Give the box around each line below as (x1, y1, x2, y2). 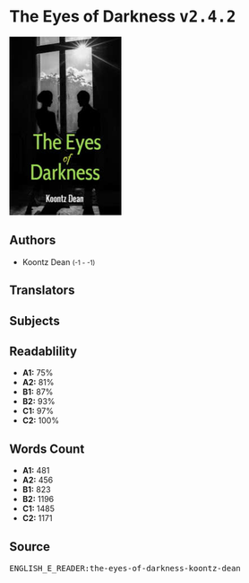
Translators (9, 283, 75, 298)
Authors (9, 233, 56, 248)
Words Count (9, 441, 85, 456)
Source (9, 539, 51, 554)
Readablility (9, 343, 78, 358)
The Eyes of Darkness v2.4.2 (9, 6, 236, 27)
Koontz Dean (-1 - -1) (21, 256, 96, 267)
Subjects (9, 313, 60, 329)
